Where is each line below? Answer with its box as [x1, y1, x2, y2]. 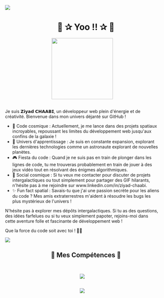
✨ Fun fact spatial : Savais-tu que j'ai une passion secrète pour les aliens [12, 187, 160, 193]
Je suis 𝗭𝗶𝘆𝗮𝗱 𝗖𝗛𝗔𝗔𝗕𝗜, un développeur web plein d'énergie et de [5, 108, 141, 114]
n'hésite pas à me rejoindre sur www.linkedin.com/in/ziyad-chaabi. [12, 182, 147, 188]
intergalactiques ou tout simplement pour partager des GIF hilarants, [12, 177, 150, 183]
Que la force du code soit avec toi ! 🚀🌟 [5, 228, 82, 233]
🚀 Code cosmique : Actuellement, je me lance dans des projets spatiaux [12, 123, 158, 129]
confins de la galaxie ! [12, 133, 57, 139]
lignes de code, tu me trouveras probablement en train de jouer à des [12, 161, 152, 167]
